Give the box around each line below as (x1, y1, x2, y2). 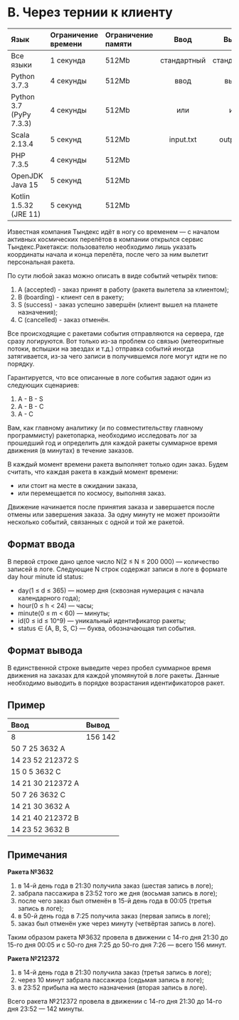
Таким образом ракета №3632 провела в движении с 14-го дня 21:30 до (7, 933, 228, 942)
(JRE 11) (11, 209, 41, 219)
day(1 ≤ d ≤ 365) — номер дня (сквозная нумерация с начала (17, 586, 204, 595)
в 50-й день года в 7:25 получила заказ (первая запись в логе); (17, 912, 211, 920)
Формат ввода (7, 538, 75, 551)
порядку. (7, 359, 35, 368)
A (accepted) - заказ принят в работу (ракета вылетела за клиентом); (17, 285, 229, 294)
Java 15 (11, 179, 38, 189)
